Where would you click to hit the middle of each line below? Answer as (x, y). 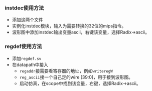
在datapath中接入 (30, 64)
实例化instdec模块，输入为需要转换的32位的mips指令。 (69, 26)
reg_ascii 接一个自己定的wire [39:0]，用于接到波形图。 (76, 77)
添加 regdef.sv (27, 58)
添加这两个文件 (27, 20)
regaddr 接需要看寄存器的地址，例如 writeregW (66, 70)
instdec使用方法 (24, 7)
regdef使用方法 (23, 46)
